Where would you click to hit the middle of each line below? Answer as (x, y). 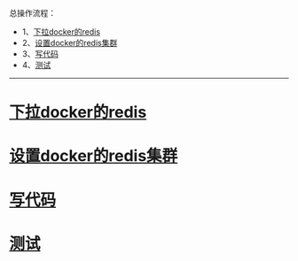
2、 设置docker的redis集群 (70, 43)
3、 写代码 (40, 54)
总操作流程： (32, 13)
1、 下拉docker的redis (61, 32)
